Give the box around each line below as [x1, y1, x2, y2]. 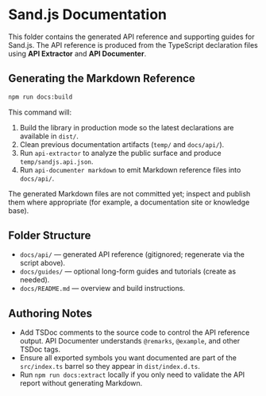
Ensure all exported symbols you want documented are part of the [19, 353, 237, 363]
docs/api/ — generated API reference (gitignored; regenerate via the [19, 250, 245, 259]
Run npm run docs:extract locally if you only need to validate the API [19, 370, 245, 379]
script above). [19, 258, 66, 268]
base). [8, 205, 29, 215]
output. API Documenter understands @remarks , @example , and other [19, 336, 241, 346]
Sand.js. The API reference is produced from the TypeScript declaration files [8, 40, 258, 49]
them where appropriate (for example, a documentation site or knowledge [8, 197, 250, 207]
